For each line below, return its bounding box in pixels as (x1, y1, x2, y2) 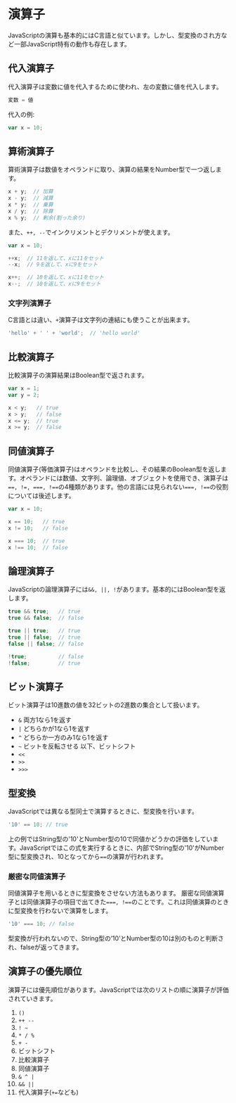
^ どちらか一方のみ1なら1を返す (18, 733, 109, 742)
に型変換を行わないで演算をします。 (8, 907, 112, 915)
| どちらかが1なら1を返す (18, 725, 91, 733)
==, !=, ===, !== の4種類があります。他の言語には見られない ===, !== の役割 (8, 483, 229, 491)
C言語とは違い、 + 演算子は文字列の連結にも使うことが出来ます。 (8, 316, 194, 324)
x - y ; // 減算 (8, 195, 53, 202)
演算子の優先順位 (8, 965, 82, 978)
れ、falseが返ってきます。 (8, 943, 83, 952)
